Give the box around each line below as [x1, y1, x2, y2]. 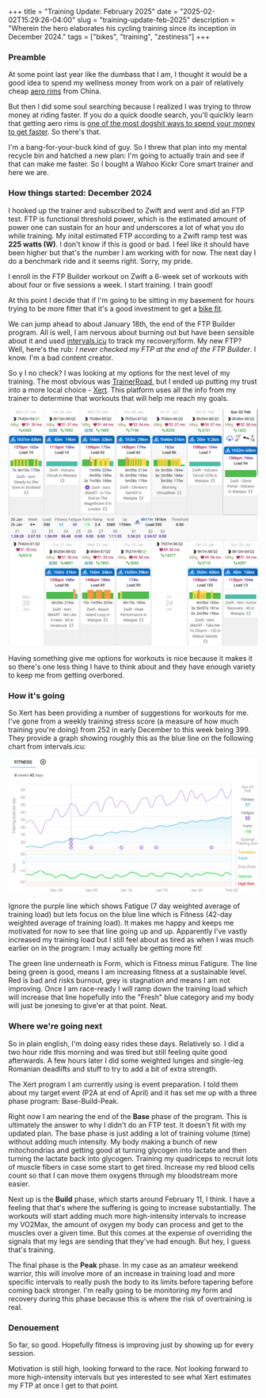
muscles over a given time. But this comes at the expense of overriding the [8, 1228, 253, 1237]
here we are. [8, 168, 49, 178]
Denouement [8, 1322, 59, 1333]
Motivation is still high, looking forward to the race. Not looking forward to [8, 1364, 249, 1373]
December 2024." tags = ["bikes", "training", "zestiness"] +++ [8, 32, 211, 41]
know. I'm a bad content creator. [8, 353, 114, 362]
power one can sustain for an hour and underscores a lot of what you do [8, 222, 245, 232]
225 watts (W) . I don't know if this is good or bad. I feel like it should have [8, 239, 249, 249]
